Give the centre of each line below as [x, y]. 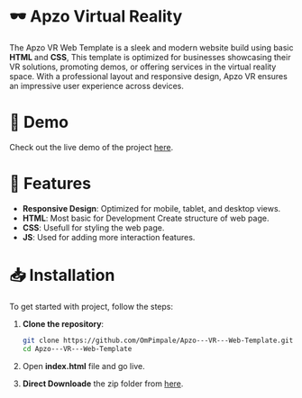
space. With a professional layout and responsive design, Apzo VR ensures [149, 76]
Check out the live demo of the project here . [92, 147]
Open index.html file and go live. [84, 366]
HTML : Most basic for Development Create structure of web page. [146, 218]
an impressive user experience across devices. [97, 86]
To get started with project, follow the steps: [92, 306]
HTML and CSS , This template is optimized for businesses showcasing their [150, 57]
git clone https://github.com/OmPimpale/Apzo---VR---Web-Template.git [158, 340]
